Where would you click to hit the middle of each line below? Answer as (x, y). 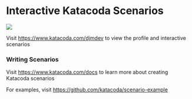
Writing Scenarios (32, 59)
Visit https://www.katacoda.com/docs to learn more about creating (87, 72)
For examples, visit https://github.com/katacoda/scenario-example (87, 90)
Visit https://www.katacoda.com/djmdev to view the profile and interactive (96, 38)
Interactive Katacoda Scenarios (85, 11)
